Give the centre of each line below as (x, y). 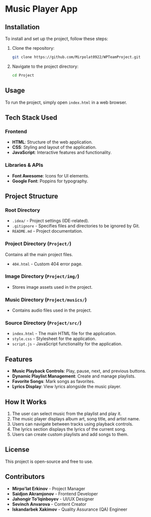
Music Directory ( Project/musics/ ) (46, 299)
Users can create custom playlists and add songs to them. (70, 435)
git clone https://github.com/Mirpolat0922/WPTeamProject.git (76, 57)
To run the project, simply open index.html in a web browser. (66, 102)
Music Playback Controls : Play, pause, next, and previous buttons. (79, 371)
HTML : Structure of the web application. (52, 142)
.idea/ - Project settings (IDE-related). (50, 221)
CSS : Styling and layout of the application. (54, 147)
